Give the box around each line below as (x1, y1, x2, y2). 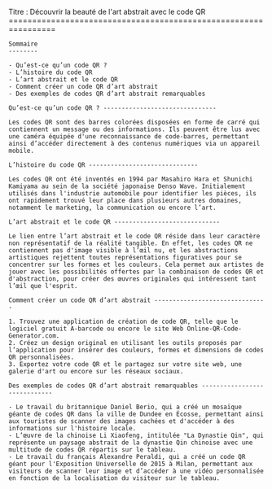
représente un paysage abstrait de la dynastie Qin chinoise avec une (8, 439, 253, 447)
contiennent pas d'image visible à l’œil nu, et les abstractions (8, 247, 239, 255)
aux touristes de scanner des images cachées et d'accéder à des (8, 417, 235, 426)
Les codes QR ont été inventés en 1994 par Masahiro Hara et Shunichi (8, 175, 253, 183)
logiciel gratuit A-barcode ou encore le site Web (8, 325, 184, 333)
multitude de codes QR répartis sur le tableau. (8, 446, 177, 454)
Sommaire (8, 40, 38, 48)
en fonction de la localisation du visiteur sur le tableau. (8, 474, 221, 482)
